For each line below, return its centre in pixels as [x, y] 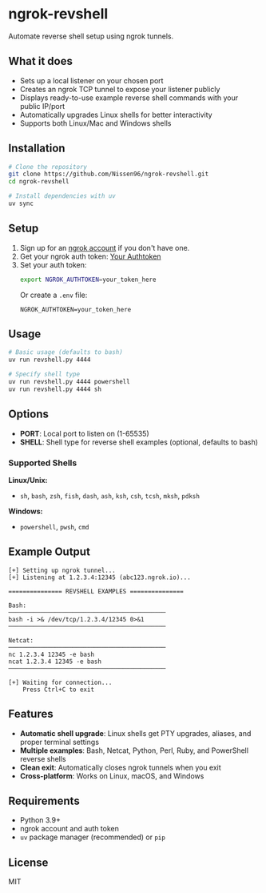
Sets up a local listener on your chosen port [91, 80]
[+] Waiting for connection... [60, 682]
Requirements [44, 800]
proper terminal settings [60, 742]
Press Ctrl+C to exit [58, 690]
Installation [37, 149]
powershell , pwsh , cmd [54, 526]
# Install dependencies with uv [62, 196]
